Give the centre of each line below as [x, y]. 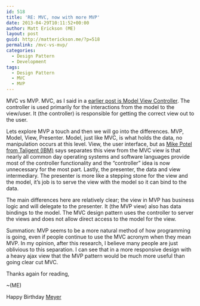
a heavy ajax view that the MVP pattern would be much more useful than [96, 256]
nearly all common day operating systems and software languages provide [98, 157]
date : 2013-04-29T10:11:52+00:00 [48, 23]
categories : [21, 51]
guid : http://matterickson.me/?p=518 [53, 39]
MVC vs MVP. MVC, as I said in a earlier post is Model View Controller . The [98, 101]
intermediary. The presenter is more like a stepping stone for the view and [97, 176]
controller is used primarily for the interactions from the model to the [90, 107]
